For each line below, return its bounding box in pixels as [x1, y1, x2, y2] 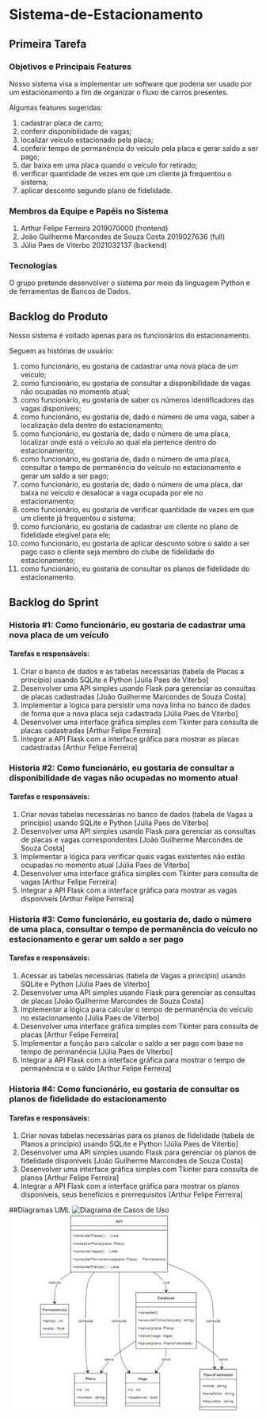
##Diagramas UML [9, 1205, 70, 1215]
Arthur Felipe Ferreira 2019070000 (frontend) [20, 224, 169, 233]
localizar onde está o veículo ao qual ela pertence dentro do [20, 438, 217, 447]
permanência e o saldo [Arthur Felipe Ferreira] [20, 1064, 173, 1074]
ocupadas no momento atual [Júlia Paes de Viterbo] [20, 860, 191, 870]
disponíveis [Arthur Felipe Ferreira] [20, 893, 135, 903]
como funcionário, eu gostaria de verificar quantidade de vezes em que [20, 505, 255, 515]
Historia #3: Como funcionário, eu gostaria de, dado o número [9, 913, 253, 924]
